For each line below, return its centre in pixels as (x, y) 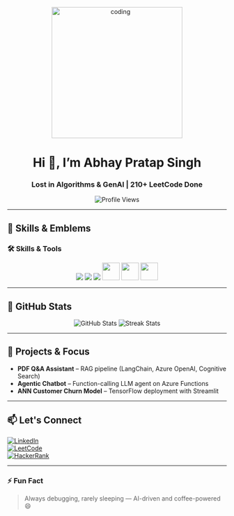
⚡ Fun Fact (25, 480)
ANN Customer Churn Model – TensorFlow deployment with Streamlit (118, 391)
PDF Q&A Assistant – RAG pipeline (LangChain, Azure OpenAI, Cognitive (122, 368)
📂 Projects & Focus (48, 352)
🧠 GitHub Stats (39, 307)
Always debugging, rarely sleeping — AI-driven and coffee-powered (122, 498)
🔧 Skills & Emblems (49, 228)
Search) (29, 376)
